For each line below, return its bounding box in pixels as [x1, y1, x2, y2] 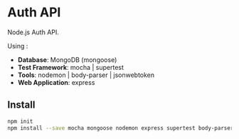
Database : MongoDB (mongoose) [17, 55, 117, 64]
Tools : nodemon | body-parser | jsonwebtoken [17, 71, 155, 79]
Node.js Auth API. [7, 28, 59, 36]
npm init [7, 118, 33, 125]
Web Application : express [17, 78, 95, 86]
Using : [7, 41, 28, 50]
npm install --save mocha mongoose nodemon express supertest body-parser [7, 124, 234, 132]
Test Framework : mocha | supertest [17, 63, 124, 71]
